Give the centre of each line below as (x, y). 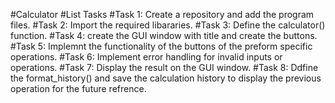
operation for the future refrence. (78, 88)
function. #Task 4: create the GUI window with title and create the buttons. (164, 35)
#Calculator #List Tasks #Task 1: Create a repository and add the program (162, 14)
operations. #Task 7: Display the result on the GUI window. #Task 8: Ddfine (164, 67)
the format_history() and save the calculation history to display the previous (166, 78)
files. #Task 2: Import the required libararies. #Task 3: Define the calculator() (168, 25)
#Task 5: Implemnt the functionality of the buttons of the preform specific (161, 46)
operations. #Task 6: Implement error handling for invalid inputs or (146, 57)
